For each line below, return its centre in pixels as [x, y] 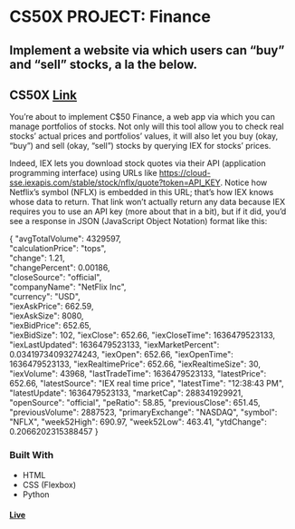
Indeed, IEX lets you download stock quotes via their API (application [138, 163]
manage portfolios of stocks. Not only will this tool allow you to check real [147, 127]
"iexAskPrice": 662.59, [52, 307]
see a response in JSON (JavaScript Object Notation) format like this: [138, 221]
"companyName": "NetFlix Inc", [68, 287]
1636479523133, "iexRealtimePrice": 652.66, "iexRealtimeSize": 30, [135, 364]
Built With [32, 456]
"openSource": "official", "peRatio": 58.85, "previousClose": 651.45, [135, 403]
